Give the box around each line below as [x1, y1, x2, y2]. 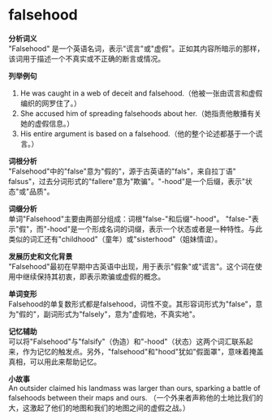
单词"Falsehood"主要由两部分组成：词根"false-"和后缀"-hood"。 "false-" [8, 213, 252, 224]
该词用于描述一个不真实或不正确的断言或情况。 [8, 54, 165, 63]
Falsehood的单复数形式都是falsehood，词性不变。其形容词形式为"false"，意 [8, 298, 263, 309]
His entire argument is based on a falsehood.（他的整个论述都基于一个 [19, 128, 256, 139]
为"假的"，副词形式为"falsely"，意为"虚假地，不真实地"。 [8, 309, 201, 319]
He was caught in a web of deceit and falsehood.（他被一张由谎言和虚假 [19, 88, 263, 98]
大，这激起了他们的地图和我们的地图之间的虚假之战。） [8, 403, 190, 413]
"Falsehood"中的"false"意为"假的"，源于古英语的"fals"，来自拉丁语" [8, 166, 237, 176]
